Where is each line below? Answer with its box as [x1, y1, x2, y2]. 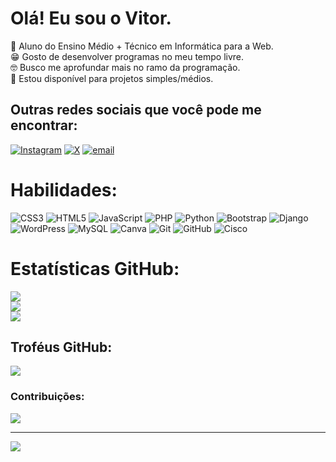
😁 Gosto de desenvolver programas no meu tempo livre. [10, 50, 245, 62]
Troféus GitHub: [10, 339, 113, 356]
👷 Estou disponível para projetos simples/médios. [10, 72, 214, 84]
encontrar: [10, 117, 78, 134]
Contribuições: [10, 390, 85, 404]
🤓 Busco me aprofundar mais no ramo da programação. [10, 61, 241, 73]
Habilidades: [10, 178, 118, 201]
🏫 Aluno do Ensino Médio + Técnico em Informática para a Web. [10, 40, 274, 52]
